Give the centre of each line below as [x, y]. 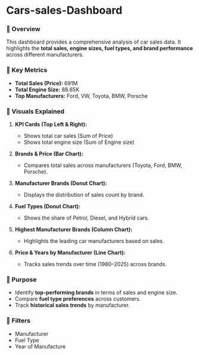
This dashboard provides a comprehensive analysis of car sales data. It [94, 42]
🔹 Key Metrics [27, 70]
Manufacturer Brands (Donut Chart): [61, 183]
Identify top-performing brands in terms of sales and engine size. [96, 292]
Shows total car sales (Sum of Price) [68, 136]
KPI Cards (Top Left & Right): [51, 124]
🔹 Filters [18, 321]
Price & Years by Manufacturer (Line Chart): [70, 253]
